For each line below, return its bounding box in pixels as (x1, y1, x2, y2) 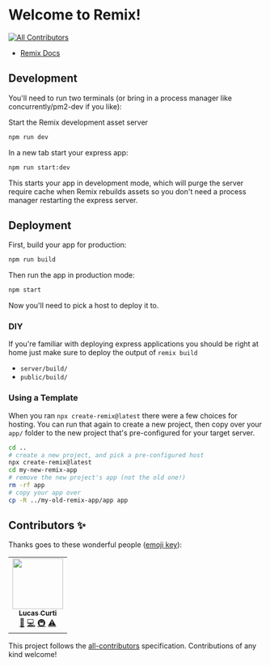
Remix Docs (19, 48, 61, 57)
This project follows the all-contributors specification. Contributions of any (8, 641, 257, 651)
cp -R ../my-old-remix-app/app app (8, 496, 129, 504)
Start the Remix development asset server (8, 117, 148, 127)
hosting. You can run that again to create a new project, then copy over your (8, 419, 263, 429)
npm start (8, 286, 42, 295)
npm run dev (8, 133, 49, 141)
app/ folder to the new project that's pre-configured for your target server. (8, 427, 255, 438)
